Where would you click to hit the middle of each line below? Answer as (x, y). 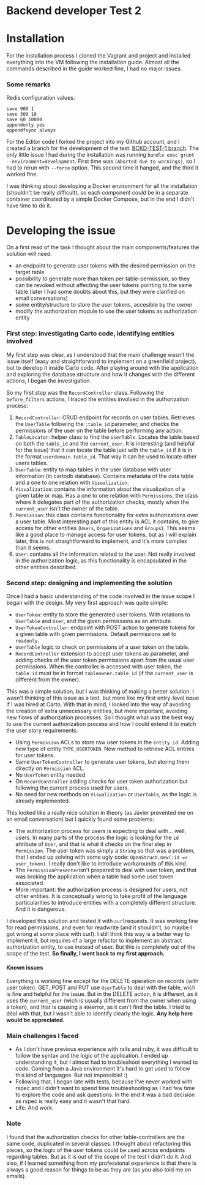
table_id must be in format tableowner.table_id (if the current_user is (104, 673)
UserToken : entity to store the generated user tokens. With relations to (103, 614)
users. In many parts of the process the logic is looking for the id (97, 837)
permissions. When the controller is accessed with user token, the (99, 666)
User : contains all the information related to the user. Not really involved (105, 554)
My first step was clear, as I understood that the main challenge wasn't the (100, 354)
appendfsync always (31, 130)
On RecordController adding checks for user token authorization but (101, 781)
